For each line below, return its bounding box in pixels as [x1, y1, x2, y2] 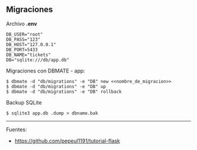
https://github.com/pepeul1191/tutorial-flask [14, 137, 120, 144]
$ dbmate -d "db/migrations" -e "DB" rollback [6, 89, 122, 95]
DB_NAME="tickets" [6, 52, 51, 58]
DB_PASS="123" [6, 36, 41, 43]
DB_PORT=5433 [6, 47, 38, 53]
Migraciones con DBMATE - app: [6, 67, 86, 74]
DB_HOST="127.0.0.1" [6, 41, 57, 47]
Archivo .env [6, 20, 38, 27]
